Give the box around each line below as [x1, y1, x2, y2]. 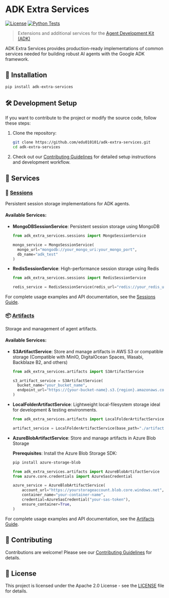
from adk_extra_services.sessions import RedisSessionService [12, 275, 146, 281]
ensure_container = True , [22, 502, 72, 507]
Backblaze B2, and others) [12, 359, 68, 365]
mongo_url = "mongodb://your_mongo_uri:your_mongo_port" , [17, 247, 137, 252]
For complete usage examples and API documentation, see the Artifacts [5, 515, 155, 521]
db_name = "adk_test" [17, 252, 58, 257]
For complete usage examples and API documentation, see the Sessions [5, 294, 155, 300]
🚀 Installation [5, 71, 47, 80]
